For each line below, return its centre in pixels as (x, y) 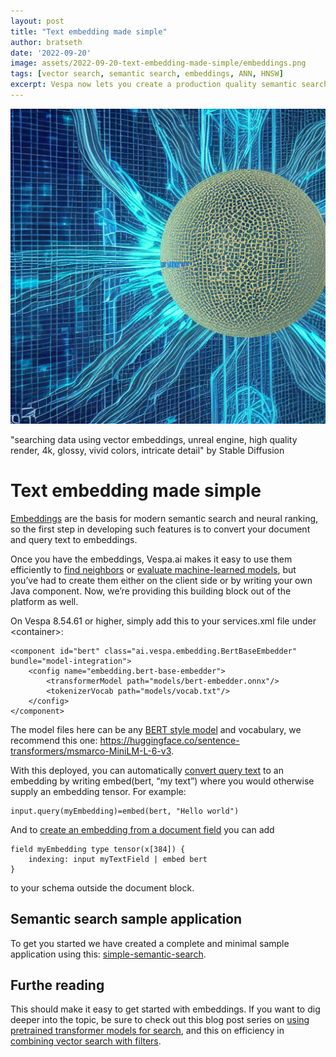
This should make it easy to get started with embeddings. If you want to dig (165, 1009)
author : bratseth (46, 42)
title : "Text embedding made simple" (89, 31)
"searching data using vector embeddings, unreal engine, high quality (154, 439)
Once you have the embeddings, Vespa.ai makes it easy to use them (151, 559)
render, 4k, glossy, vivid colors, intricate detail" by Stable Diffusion (147, 450)
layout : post (37, 21)
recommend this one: (54, 740)
